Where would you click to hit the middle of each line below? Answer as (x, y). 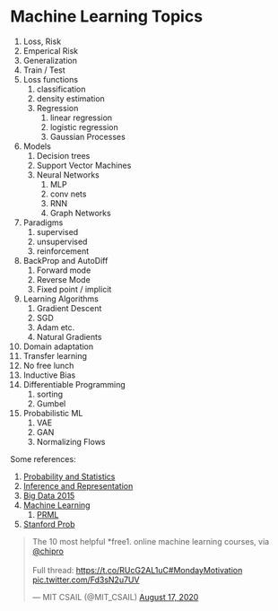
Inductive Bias (49, 375)
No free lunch (48, 365)
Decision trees (63, 155)
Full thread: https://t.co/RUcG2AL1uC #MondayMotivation (137, 570)
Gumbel (51, 403)
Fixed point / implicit (74, 289)
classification (61, 89)
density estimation (71, 98)
